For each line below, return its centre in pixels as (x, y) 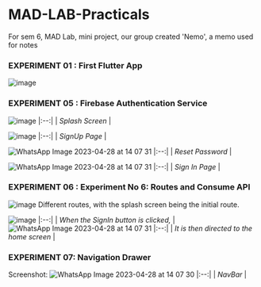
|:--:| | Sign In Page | (187, 166)
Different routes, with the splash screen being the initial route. (139, 205)
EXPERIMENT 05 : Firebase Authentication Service (108, 103)
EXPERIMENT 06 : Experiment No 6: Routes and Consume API (129, 187)
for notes (23, 44)
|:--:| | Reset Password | (193, 151)
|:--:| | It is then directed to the (203, 228)
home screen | (32, 236)
